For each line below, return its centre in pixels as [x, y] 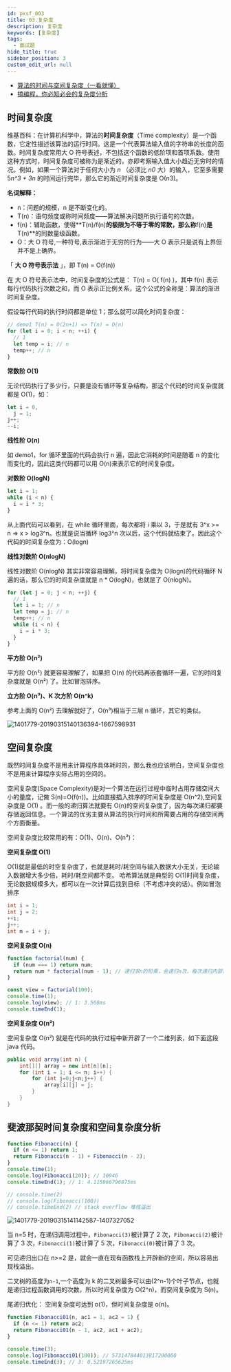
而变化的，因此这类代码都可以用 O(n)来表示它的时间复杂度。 [93, 464]
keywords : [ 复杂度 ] [33, 33]
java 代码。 [23, 1046]
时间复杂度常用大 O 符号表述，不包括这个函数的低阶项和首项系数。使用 [119, 153]
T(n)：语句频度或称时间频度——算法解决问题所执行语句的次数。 [107, 216]
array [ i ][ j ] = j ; [69, 1085]
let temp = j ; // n [41, 612]
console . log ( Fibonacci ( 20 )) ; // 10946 [63, 1175]
